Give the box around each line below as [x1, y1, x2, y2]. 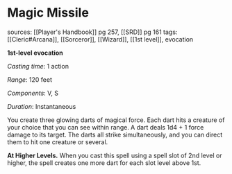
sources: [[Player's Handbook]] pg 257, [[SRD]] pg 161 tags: [7, 28, 178, 36]
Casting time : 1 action [7, 62, 69, 70]
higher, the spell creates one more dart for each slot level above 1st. [7, 158, 201, 167]
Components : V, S [7, 89, 59, 97]
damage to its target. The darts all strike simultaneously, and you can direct [7, 130, 223, 139]
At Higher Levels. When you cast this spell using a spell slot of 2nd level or [7, 151, 222, 159]
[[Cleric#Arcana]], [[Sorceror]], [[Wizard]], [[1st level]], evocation [7, 35, 194, 43]
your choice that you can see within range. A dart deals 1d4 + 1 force [7, 123, 204, 131]
